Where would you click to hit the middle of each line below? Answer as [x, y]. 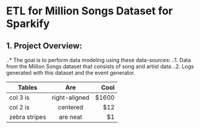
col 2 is [19, 107]
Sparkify [28, 24]
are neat [70, 117]
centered [70, 107]
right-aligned [70, 98]
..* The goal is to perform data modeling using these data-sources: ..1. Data [99, 60]
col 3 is [19, 98]
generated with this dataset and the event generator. [71, 73]
